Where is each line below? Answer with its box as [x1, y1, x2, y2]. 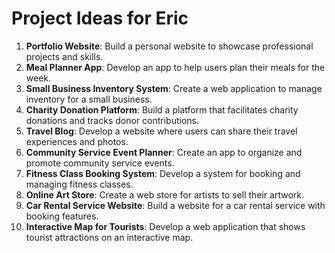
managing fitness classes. [25, 178, 134, 190]
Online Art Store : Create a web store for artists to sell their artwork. [25, 188, 305, 201]
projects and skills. [25, 50, 104, 62]
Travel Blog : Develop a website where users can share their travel [25, 125, 298, 137]
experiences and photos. [25, 135, 129, 147]
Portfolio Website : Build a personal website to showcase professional [25, 40, 314, 52]
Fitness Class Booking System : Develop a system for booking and [25, 167, 301, 179]
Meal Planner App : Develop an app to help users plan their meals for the [25, 61, 326, 73]
